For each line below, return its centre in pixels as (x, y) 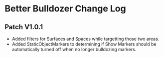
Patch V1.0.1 (24, 27)
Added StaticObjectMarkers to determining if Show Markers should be (84, 44)
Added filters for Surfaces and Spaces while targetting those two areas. (85, 39)
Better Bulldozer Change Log (65, 9)
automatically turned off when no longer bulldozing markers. (74, 49)
